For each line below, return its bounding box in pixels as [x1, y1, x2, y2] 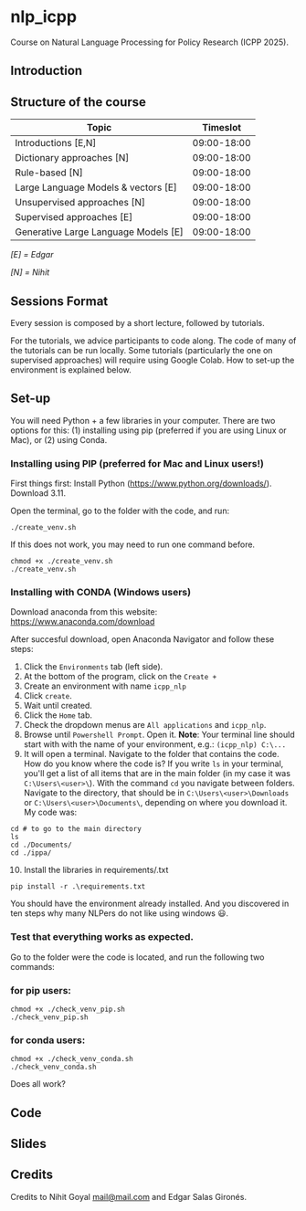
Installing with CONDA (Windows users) [10, 585, 191, 598]
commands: [10, 961, 56, 972]
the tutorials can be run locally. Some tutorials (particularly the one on [10, 344, 273, 355]
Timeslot [201, 121, 241, 134]
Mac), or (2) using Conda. [10, 434, 108, 445]
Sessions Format [10, 293, 109, 309]
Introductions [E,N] [15, 137, 97, 150]
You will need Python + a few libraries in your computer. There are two [10, 415, 276, 426]
